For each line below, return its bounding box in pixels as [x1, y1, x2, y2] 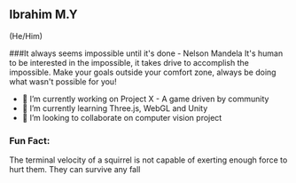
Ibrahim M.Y [9, 7, 78, 22]
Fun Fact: [9, 134, 51, 147]
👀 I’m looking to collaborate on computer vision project [21, 112, 222, 123]
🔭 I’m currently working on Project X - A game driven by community [21, 93, 269, 104]
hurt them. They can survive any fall [9, 164, 141, 175]
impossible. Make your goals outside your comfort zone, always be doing [9, 67, 277, 77]
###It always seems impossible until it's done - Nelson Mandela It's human [9, 48, 284, 59]
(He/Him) [9, 30, 43, 41]
